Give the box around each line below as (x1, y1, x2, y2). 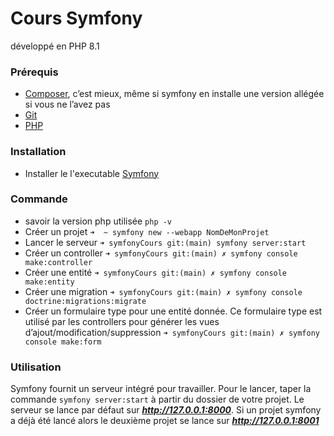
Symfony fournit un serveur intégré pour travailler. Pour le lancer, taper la (10, 383, 312, 395)
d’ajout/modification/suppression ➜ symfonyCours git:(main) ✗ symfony (24, 326, 320, 338)
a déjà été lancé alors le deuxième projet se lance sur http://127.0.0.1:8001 (10, 415, 320, 427)
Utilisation (10, 360, 62, 374)
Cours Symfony (10, 7, 143, 30)
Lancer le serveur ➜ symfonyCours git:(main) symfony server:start (24, 236, 307, 248)
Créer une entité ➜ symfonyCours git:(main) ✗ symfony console (24, 266, 288, 278)
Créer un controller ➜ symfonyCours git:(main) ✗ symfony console (24, 247, 298, 259)
